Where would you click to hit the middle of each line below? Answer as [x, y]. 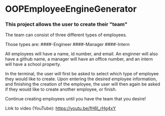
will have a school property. [33, 64]
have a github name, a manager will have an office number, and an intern [79, 59]
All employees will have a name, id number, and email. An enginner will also [82, 54]
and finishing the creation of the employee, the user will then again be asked [83, 84]
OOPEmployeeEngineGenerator [71, 9]
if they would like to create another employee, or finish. [61, 90]
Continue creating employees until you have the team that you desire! [76, 99]
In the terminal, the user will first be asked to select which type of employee [82, 74]
